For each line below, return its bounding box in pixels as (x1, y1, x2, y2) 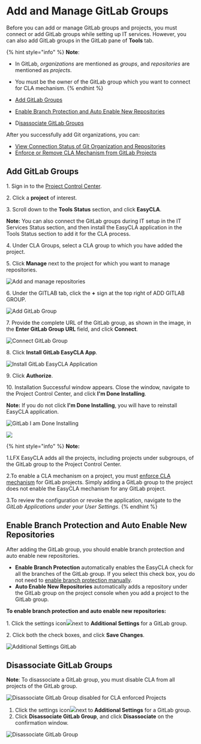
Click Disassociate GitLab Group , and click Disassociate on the (14, 713, 174, 720)
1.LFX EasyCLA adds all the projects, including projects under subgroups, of (6, 454, 194, 461)
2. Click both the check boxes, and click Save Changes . (6, 631, 145, 638)
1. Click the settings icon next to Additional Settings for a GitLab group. (6, 620, 188, 627)
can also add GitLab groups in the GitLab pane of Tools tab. (6, 37, 154, 44)
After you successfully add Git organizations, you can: (6, 131, 140, 138)
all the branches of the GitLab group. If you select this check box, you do (14, 570, 195, 577)
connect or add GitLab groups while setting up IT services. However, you (6, 30, 187, 37)
